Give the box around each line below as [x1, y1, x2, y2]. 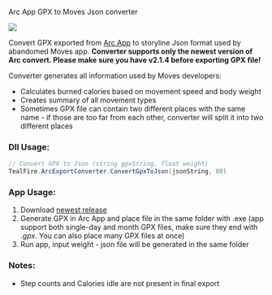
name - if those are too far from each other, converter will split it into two [19, 113, 264, 122]
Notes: [8, 260, 36, 271]
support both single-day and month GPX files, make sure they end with [19, 223, 258, 232]
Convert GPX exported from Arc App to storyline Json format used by [8, 38, 241, 47]
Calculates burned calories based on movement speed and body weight [19, 87, 261, 96]
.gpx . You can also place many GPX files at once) [19, 231, 185, 241]
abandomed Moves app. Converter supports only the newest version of [8, 46, 253, 56]
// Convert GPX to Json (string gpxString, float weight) [8, 160, 209, 168]
